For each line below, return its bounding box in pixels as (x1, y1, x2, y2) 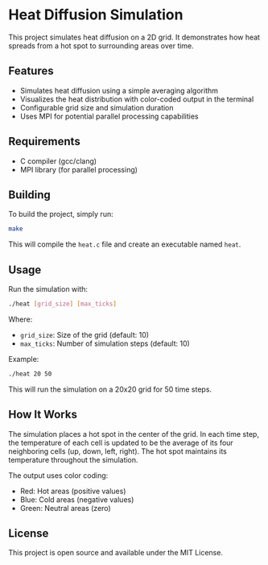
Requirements (8, 135, 80, 148)
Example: (8, 354, 39, 364)
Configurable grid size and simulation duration (19, 102, 175, 112)
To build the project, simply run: (8, 210, 114, 219)
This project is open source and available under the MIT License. (8, 548, 224, 558)
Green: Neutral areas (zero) (19, 503, 111, 513)
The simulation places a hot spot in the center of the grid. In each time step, (8, 429, 260, 438)
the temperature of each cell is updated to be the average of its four (8, 438, 233, 447)
